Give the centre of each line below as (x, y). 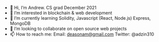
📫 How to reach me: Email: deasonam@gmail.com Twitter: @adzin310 (82, 34)
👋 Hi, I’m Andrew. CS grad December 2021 (53, 8)
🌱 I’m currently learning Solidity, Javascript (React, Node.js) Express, (80, 18)
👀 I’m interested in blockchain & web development (61, 13)
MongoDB (20, 23)
